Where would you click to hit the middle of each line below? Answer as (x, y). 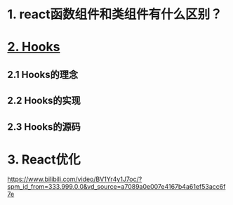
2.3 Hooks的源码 (44, 127)
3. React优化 (44, 159)
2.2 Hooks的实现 (44, 101)
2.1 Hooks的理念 (43, 74)
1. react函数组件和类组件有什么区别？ (115, 14)
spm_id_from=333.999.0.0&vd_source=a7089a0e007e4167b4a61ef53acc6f (116, 187)
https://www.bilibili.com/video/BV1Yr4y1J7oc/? (75, 179)
